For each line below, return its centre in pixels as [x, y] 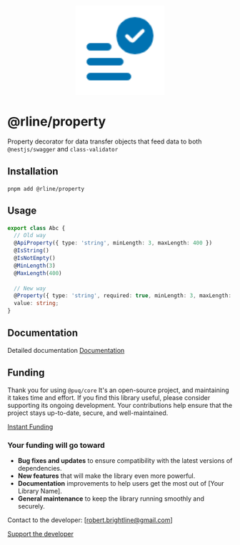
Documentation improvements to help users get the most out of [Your [121, 483]
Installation [33, 172]
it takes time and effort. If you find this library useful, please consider [109, 397]
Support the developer [40, 534]
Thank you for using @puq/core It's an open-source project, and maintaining [119, 390]
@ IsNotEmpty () [35, 259]
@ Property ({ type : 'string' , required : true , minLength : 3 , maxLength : [123, 296]
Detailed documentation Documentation [66, 350]
